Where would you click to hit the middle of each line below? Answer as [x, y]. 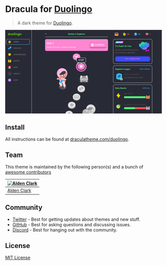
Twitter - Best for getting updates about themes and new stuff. [76, 219]
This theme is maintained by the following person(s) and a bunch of [74, 167]
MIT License [18, 258]
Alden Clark [19, 190]
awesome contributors [28, 172]
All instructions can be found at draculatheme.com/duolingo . [67, 139]
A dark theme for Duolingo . [45, 23]
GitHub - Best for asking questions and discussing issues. [72, 225]
